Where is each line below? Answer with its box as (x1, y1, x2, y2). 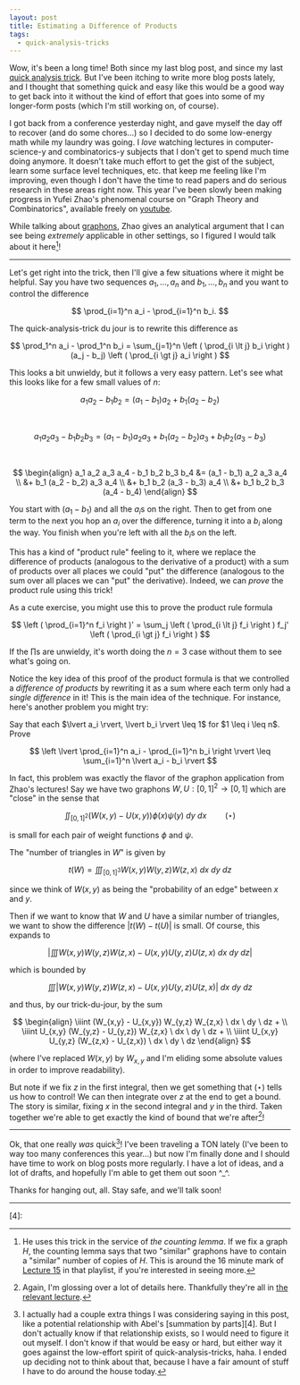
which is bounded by (9, 964, 87, 975)
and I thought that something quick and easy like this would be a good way (9, 81, 285, 92)
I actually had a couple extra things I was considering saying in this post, (21, 1309, 290, 1320)
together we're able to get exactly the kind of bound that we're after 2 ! (9, 1110, 265, 1123)
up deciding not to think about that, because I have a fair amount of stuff (21, 1356, 289, 1367)
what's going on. (9, 655, 71, 667)
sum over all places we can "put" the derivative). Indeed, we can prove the (9, 574, 284, 586)
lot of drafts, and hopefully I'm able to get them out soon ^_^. (9, 1168, 230, 1178)
